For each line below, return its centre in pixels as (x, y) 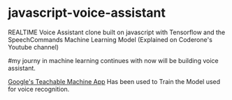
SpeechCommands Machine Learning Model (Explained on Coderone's (110, 39)
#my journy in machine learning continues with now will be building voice (113, 60)
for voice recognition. (39, 89)
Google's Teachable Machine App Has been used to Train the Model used (114, 81)
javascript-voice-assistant (87, 13)
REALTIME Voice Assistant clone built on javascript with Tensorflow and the (117, 32)
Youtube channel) (33, 47)
